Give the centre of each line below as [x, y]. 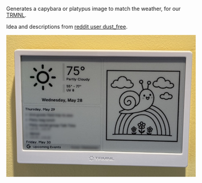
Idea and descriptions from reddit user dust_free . [67, 27]
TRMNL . [17, 15]
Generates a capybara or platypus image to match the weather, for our [93, 9]
